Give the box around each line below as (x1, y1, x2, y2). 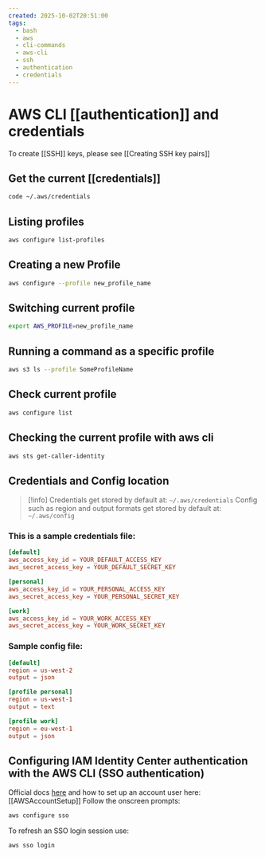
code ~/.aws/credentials (8, 193, 91, 201)
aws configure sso (8, 812, 69, 820)
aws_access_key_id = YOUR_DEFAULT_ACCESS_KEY (8, 556, 162, 564)
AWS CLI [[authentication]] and (8, 105, 219, 124)
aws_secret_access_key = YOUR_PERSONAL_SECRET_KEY (8, 592, 180, 600)
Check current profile (8, 387, 117, 401)
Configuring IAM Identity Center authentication (8, 754, 248, 768)
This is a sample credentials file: (8, 531, 136, 542)
